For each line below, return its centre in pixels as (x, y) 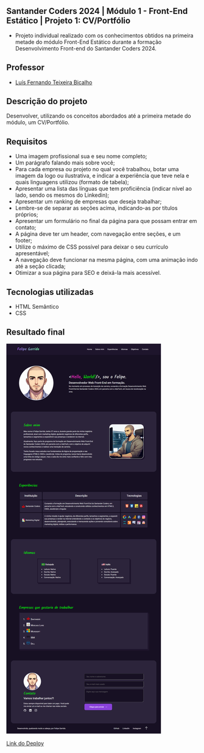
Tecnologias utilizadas (50, 292)
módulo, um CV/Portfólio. (38, 122)
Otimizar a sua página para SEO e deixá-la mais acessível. (88, 273)
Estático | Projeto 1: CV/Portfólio (69, 21)
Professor (25, 68)
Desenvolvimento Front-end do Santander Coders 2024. (86, 48)
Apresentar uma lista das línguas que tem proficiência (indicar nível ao (103, 189)
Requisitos (27, 142)
